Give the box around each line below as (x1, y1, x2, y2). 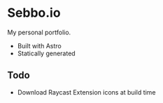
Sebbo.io (7, 5, 61, 21)
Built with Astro (17, 41, 62, 50)
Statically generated (17, 49, 76, 57)
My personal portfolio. (7, 28, 71, 36)
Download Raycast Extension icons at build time (17, 88, 156, 96)
